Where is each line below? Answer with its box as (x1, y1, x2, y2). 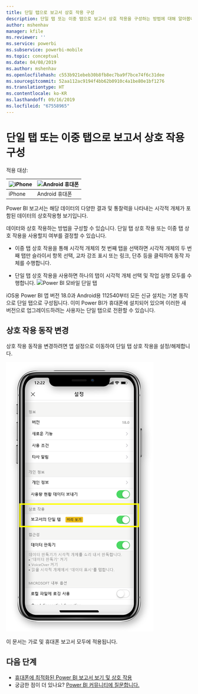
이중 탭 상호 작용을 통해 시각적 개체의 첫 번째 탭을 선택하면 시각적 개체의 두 (14, 244, 186, 251)
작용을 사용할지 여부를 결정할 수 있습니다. (12, 232, 107, 239)
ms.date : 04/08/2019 (6, 59, 57, 65)
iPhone (8, 190, 26, 197)
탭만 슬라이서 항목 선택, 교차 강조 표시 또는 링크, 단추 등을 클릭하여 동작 (21, 252, 184, 259)
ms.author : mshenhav (6, 66, 57, 72)
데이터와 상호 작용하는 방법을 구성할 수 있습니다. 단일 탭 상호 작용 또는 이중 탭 (6, 225, 184, 232)
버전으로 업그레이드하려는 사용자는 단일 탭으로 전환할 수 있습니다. (6, 306, 156, 313)
